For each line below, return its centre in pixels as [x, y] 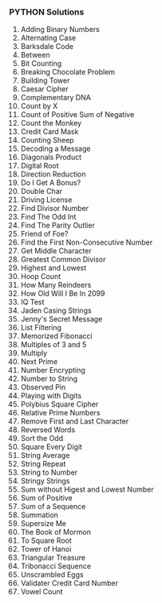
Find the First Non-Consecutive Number [87, 242]
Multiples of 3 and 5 [53, 345]
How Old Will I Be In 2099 [63, 293]
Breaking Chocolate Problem [67, 72]
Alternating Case [48, 38]
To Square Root [46, 540]
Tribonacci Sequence [55, 566]
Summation [40, 515]
